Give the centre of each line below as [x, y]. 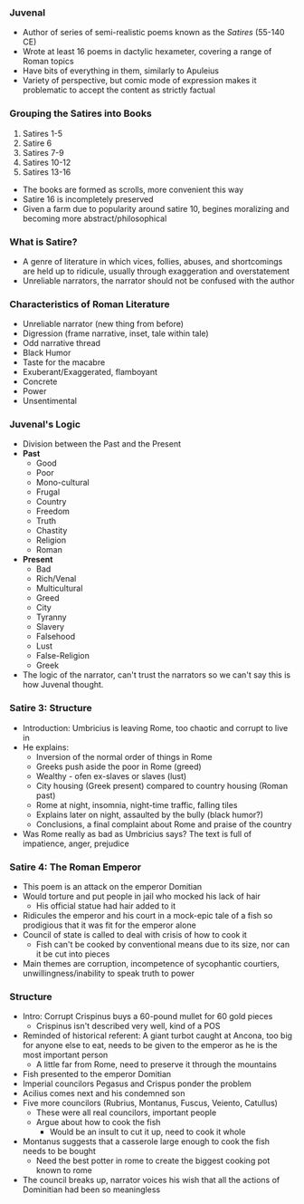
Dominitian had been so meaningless [91, 1190]
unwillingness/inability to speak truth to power [108, 973]
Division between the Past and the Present [102, 444]
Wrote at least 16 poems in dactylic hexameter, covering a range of [147, 52]
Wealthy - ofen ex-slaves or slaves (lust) [111, 775]
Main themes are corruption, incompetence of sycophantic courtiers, [151, 964]
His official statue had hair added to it [106, 906]
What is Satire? [43, 242]
